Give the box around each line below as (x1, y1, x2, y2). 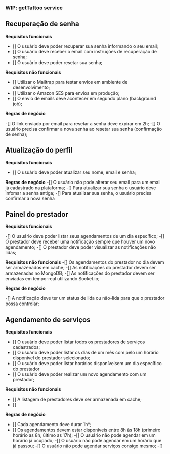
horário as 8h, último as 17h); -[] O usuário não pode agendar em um (12, 432, 156, 438)
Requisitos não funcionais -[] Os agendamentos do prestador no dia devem (5, 259, 164, 265)
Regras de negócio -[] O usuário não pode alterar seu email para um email (5, 179, 161, 185)
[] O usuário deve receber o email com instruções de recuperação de (12, 48, 157, 54)
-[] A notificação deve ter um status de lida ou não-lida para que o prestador (5, 295, 165, 301)
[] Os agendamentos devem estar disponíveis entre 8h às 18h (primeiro (12, 427, 161, 433)
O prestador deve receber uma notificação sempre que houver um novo (5, 238, 155, 245)
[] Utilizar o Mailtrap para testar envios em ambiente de (12, 79, 128, 85)
